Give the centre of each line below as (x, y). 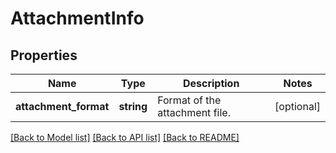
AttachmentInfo (77, 18)
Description (211, 83)
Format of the (189, 100)
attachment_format (62, 106)
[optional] (297, 106)
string (133, 106)
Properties (44, 55)
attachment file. (194, 112)
